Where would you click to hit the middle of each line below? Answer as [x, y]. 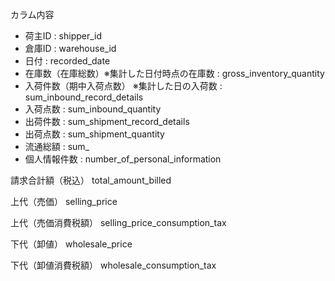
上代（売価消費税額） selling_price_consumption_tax [118, 222]
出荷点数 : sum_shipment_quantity [94, 134]
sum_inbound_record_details [84, 97]
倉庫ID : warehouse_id [70, 48]
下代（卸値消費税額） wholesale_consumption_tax [113, 265]
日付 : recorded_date [67, 61]
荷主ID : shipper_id [63, 36]
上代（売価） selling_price [64, 201]
